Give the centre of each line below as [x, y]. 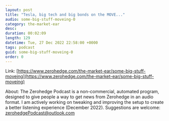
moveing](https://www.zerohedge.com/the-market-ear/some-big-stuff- [80, 77]
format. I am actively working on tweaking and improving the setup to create [84, 102]
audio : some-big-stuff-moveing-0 [40, 19]
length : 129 [18, 38]
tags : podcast [20, 47]
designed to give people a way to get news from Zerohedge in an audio [79, 97]
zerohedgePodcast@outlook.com [40, 113]
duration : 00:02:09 [26, 33]
